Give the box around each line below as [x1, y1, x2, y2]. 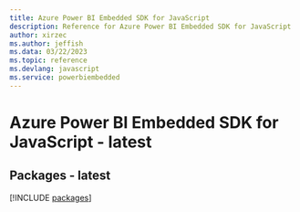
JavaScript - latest [9, 132, 152, 152]
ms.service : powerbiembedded [9, 73, 120, 82]
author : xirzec [9, 30, 67, 39]
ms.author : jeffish [9, 38, 84, 48]
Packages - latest [9, 168, 111, 184]
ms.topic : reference [9, 56, 88, 65]
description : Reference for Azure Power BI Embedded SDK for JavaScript [9, 22, 292, 31]
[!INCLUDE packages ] [9, 192, 92, 203]
